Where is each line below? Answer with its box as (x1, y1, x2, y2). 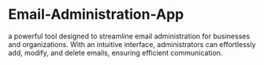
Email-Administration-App (8, 5, 184, 23)
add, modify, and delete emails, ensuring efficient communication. (8, 48, 223, 57)
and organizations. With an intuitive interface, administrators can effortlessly (8, 39, 256, 49)
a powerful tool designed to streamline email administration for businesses (8, 31, 251, 41)
